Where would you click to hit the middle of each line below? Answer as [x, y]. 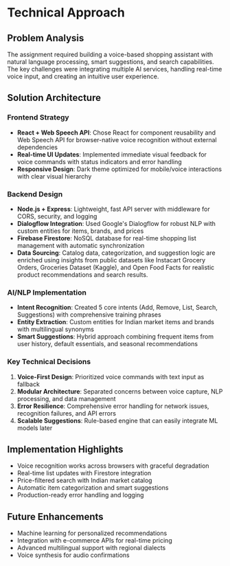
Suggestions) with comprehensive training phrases [89, 315]
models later [35, 428]
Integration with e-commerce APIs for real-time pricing [95, 541]
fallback [28, 384]
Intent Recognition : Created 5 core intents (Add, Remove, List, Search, [117, 308]
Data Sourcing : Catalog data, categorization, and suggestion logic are [116, 253]
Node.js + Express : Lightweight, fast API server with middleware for [114, 209]
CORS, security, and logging [57, 216]
